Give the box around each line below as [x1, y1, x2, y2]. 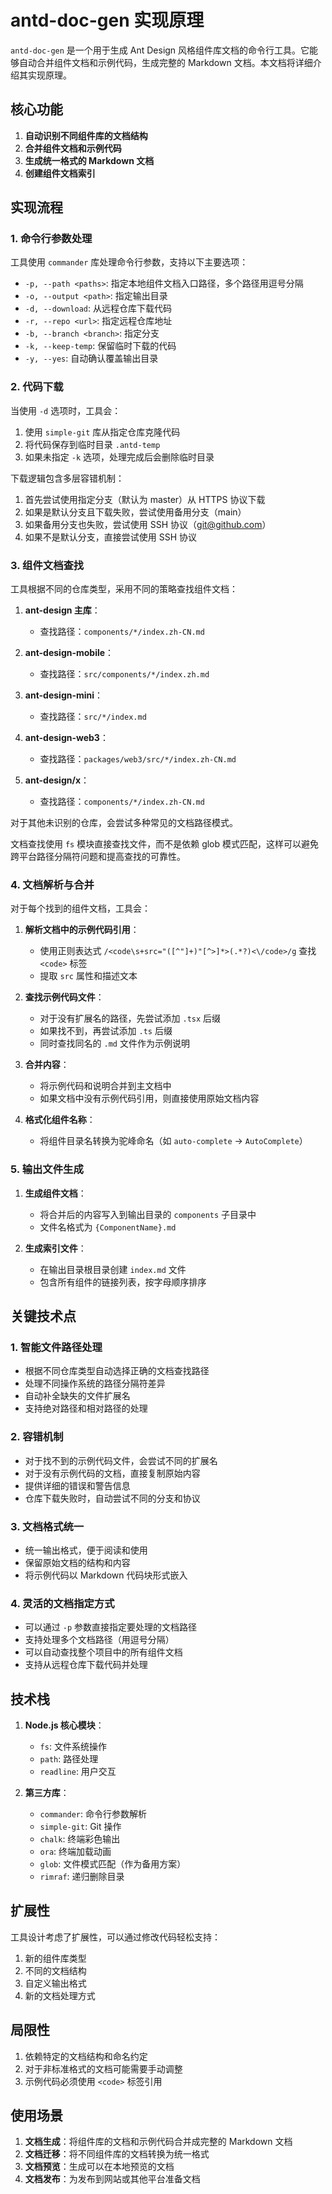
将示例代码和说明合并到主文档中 [39, 1080, 172, 1092]
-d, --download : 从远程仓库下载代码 [24, 302, 173, 315]
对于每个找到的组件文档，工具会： [10, 902, 151, 915]
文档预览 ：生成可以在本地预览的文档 [24, 2161, 175, 2173]
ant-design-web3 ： [24, 732, 109, 744]
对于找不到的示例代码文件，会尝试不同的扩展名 [24, 1454, 218, 1466]
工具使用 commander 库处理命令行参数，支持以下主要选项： [10, 256, 249, 268]
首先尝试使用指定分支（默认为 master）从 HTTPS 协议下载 [24, 493, 266, 505]
